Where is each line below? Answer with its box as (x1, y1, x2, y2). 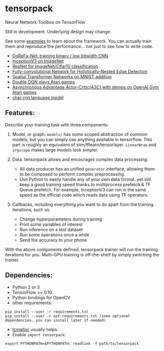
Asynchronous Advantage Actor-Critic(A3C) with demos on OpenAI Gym (12, 84, 159, 90)
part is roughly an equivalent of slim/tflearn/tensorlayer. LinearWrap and (12, 142, 157, 148)
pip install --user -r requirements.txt (5, 309, 89, 314)
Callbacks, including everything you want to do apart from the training (12, 201, 154, 207)
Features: (5, 109, 35, 117)
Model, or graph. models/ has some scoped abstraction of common (12, 131, 148, 137)
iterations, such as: (12, 206, 51, 212)
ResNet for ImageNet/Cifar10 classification (12, 63, 98, 69)
